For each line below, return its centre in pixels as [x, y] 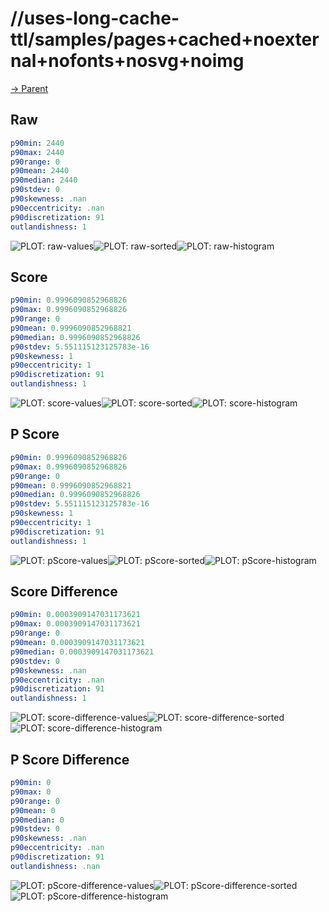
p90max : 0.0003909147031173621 [75, 624]
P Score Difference [70, 759]
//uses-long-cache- [95, 18]
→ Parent [29, 88]
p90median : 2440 [44, 180]
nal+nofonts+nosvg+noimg [127, 61]
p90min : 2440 [37, 143]
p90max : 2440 [37, 152]
